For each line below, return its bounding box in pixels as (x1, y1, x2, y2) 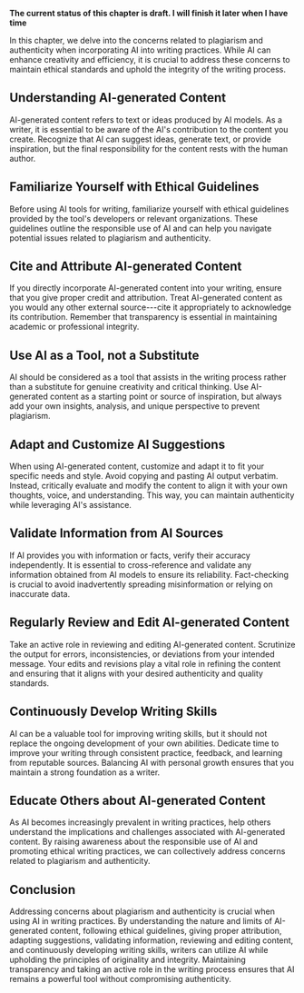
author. (9, 153, 36, 164)
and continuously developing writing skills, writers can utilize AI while (9, 945, 269, 956)
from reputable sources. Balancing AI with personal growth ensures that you (9, 757, 295, 768)
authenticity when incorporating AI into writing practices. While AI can (9, 45, 271, 55)
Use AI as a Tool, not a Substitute (9, 347, 200, 362)
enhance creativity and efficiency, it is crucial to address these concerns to (9, 55, 290, 65)
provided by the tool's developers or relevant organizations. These (9, 213, 259, 223)
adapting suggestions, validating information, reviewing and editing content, (9, 935, 294, 946)
